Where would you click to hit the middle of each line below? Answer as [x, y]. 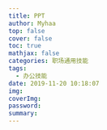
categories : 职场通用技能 [49, 61]
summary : [23, 114]
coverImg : [25, 99]
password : [25, 106]
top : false [27, 31]
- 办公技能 [32, 76]
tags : [17, 69]
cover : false [30, 38]
